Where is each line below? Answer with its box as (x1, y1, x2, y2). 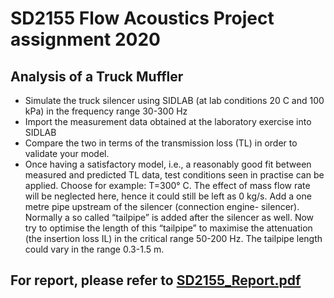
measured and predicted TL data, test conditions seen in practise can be (24, 169, 325, 181)
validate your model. (24, 148, 110, 159)
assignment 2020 (10, 28, 161, 51)
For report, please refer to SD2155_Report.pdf (10, 272, 302, 289)
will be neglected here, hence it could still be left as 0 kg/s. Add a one (24, 190, 312, 202)
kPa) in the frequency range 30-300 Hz (24, 105, 188, 117)
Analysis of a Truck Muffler (10, 68, 184, 85)
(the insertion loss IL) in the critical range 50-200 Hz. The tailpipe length (24, 233, 323, 244)
